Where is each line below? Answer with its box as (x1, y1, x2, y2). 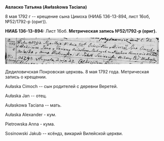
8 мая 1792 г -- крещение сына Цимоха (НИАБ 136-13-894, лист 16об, (5, 14, 150, 19)
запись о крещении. (5, 74, 47, 80)
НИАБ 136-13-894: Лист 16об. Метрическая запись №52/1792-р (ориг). (5, 28, 157, 34)
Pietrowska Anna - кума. (5, 121, 55, 127)
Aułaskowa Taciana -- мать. (5, 102, 62, 108)
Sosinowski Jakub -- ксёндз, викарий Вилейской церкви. (5, 130, 123, 136)
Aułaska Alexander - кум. (5, 111, 57, 117)
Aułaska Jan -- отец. (5, 92, 47, 99)
